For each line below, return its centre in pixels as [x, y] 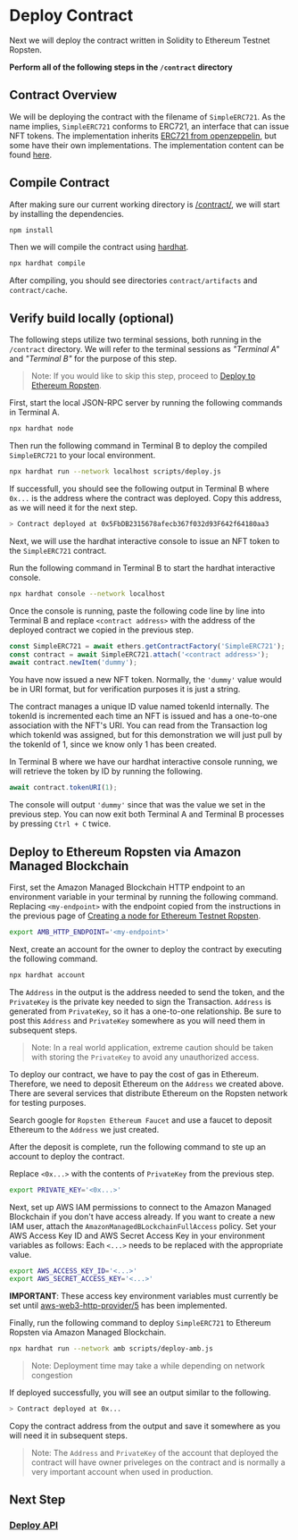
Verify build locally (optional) [92, 318]
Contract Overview [63, 95]
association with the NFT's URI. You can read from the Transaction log [138, 725]
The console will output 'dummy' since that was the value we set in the [137, 805]
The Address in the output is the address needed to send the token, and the [147, 992]
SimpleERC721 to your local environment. [83, 455]
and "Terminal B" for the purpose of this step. [93, 359]
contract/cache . [39, 290]
